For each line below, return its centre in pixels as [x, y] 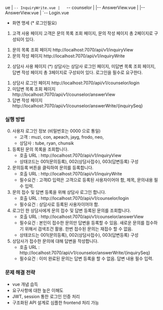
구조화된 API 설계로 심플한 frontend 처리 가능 [56, 302]
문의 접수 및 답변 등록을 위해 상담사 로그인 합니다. [59, 192]
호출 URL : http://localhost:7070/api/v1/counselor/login [74, 198]
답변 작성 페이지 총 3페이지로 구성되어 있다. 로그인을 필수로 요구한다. [77, 72]
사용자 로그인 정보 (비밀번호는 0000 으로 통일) [56, 131]
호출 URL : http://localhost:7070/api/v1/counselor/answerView [81, 217]
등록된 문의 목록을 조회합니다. [40, 149]
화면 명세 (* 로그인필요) [35, 23]
